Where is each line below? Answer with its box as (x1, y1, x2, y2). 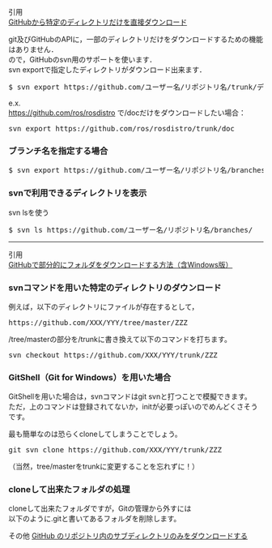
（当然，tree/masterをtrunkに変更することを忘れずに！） (8, 461, 200, 472)
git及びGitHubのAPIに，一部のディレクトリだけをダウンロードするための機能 (8, 35, 263, 44)
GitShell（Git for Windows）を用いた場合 (8, 371, 172, 383)
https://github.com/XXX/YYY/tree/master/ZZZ (8, 318, 189, 327)
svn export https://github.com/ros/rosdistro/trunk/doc (8, 124, 235, 133)
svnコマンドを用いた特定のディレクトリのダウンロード (8, 282, 222, 293)
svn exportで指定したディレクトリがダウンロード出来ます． (8, 65, 206, 75)
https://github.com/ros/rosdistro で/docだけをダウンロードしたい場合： (8, 108, 246, 118)
